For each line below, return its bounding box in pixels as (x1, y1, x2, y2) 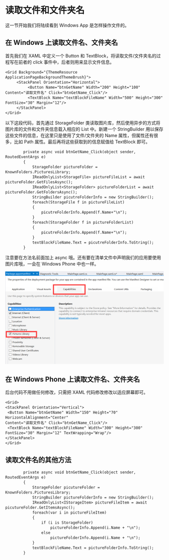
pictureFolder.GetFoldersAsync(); (5, 189, 78, 194)
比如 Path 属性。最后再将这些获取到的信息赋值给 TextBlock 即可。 (14, 138, 150, 145)
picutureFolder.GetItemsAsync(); (5, 505, 75, 510)
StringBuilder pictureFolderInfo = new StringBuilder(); (32, 495, 154, 500)
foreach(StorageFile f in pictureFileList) (32, 199, 125, 204)
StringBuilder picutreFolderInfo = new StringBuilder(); (32, 194, 154, 199)
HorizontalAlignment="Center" (5, 415, 69, 421)
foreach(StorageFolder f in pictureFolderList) (32, 220, 134, 225)
